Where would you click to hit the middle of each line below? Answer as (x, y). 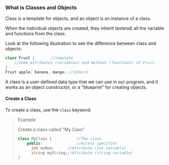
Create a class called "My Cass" (51, 129)
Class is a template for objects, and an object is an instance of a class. (78, 19)
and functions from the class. (36, 34)
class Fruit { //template (39, 58)
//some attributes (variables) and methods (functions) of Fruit (84, 63)
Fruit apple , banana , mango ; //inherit (47, 72)
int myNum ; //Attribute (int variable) (79, 148)
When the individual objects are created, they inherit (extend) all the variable (85, 28)
